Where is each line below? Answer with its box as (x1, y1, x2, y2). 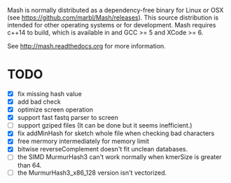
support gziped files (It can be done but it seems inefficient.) (17, 121, 192, 130)
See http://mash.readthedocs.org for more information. (7, 42, 166, 50)
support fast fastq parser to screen (17, 114, 119, 122)
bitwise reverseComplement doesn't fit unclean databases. (17, 145, 188, 154)
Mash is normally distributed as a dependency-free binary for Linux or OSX (7, 6, 224, 14)
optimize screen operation (17, 105, 93, 114)
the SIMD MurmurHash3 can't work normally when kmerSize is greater (17, 153, 222, 161)
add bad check (17, 97, 61, 106)
